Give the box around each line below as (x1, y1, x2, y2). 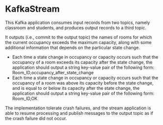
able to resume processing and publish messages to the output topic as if (5, 110, 153, 116)
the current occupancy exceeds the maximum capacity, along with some (5, 39, 152, 45)
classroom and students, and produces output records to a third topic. (5, 24, 147, 30)
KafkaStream (5, 3, 60, 15)
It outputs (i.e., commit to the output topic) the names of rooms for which (5, 34, 152, 40)
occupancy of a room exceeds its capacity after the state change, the (12, 59, 153, 65)
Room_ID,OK (12, 95, 38, 101)
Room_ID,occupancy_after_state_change (12, 69, 94, 75)
